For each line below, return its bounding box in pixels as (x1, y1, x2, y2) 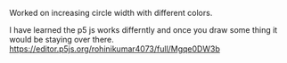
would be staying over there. (9, 35, 114, 44)
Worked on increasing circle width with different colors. (9, 8, 213, 18)
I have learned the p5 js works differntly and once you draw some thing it (9, 25, 278, 35)
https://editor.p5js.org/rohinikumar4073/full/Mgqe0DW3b (9, 43, 220, 54)
